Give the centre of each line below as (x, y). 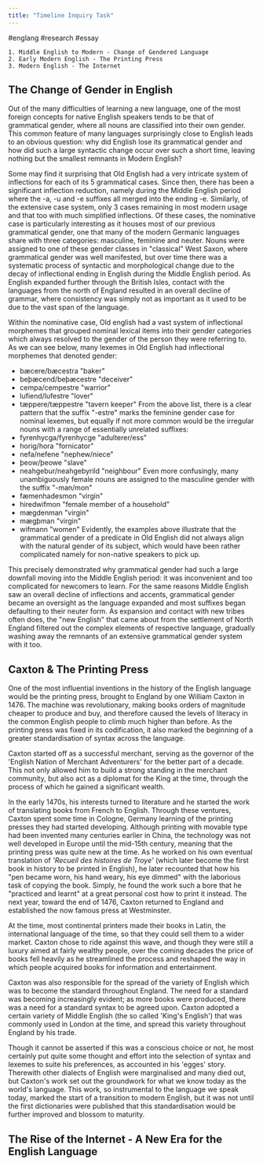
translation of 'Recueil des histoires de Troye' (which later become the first (128, 861)
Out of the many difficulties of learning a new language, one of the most (124, 109)
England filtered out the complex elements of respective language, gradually (131, 628)
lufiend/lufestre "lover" (57, 396)
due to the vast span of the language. (69, 308)
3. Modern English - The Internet (65, 66)
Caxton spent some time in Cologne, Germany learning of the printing (121, 819)
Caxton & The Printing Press (79, 669)
